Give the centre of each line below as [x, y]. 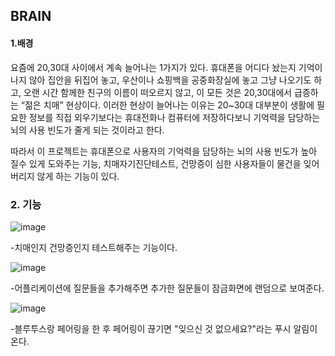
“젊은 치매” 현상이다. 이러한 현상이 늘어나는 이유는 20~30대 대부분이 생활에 [167, 105]
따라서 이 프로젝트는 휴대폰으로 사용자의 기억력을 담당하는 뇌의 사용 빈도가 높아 [164, 151]
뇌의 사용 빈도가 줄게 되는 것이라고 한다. [87, 130]
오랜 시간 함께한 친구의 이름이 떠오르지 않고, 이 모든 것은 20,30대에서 [158, 92]
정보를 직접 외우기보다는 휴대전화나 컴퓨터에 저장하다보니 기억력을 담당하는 [174, 117]
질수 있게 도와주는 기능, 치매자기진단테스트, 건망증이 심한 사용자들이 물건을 [156, 163]
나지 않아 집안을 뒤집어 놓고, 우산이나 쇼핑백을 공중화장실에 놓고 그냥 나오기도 [161, 80]
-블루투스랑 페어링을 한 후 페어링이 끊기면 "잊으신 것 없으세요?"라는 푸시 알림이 [164, 328]
